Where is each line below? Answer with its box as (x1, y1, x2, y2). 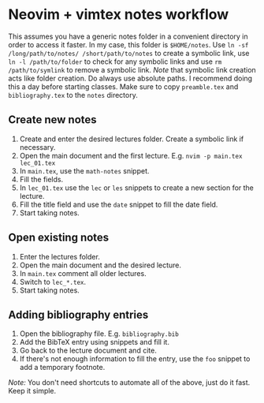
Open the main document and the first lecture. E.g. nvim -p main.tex (19, 151, 243, 160)
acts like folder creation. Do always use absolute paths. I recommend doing (8, 73, 253, 83)
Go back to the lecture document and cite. (19, 345, 158, 356)
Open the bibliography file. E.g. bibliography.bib (19, 329, 179, 338)
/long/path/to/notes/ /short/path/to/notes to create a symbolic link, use (8, 48, 250, 58)
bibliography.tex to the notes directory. (8, 90, 138, 99)
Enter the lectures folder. (19, 252, 100, 261)
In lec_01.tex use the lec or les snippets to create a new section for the (19, 183, 255, 192)
